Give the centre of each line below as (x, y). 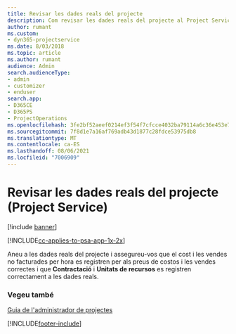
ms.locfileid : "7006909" (44, 158)
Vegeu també (31, 295)
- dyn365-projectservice (44, 40)
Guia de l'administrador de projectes (60, 310)
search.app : (25, 99)
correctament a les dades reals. (53, 276)
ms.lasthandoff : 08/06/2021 (48, 151)
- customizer (26, 86)
